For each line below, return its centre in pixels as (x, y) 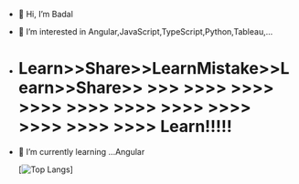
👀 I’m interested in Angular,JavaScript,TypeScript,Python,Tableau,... (145, 31)
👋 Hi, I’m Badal (45, 14)
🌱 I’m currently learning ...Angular (81, 151)
